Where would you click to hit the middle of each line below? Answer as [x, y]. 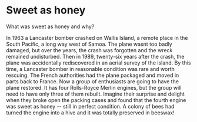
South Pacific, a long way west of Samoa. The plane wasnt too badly [89, 44]
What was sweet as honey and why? [50, 26]
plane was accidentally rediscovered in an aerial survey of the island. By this [98, 63]
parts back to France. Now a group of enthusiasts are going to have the [93, 81]
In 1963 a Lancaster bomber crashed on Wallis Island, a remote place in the [97, 38]
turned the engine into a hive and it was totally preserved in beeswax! [90, 113]
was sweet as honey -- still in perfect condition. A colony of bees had [90, 106]
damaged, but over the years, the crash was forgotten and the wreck [89, 50]
